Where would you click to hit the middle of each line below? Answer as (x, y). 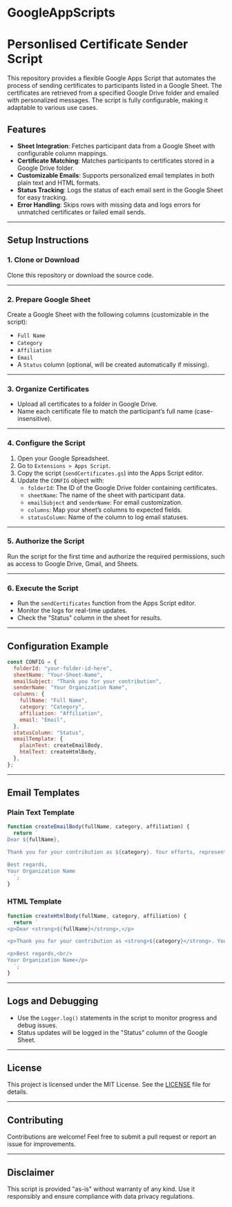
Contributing (35, 1120)
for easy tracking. (42, 197)
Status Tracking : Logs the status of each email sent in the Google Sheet (120, 190)
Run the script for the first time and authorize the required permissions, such (116, 556)
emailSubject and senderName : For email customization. (105, 502)
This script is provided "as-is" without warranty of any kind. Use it (101, 1189)
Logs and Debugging (53, 1001)
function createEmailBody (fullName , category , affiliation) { (98, 827)
